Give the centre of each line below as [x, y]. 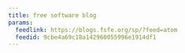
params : [21, 23]
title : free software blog [52, 15]
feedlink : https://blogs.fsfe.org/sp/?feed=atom [96, 30]
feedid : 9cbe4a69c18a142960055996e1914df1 [86, 37]
